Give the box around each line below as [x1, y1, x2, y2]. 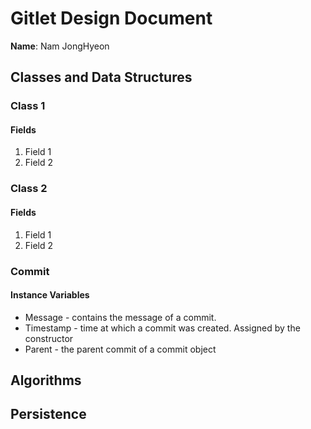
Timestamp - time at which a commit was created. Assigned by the [24, 322, 301, 334]
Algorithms [10, 372, 82, 389]
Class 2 [10, 182, 48, 196]
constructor [24, 332, 74, 344]
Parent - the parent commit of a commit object [24, 343, 217, 355]
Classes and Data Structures [10, 69, 193, 86]
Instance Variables [10, 289, 90, 301]
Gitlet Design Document [10, 7, 213, 30]
